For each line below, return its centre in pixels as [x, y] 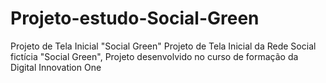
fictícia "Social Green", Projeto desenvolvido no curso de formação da [154, 56]
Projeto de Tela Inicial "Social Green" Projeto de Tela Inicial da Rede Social [163, 46]
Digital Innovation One [56, 67]
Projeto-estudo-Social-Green [135, 18]
